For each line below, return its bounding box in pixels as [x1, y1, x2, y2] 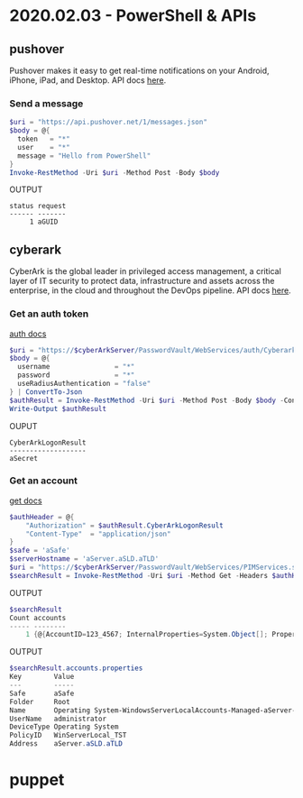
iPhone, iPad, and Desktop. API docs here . [9, 75, 167, 86]
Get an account [9, 474, 78, 487]
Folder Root [9, 697, 70, 706]
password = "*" [17, 371, 135, 380]
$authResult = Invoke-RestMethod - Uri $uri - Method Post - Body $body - [9, 396, 284, 405]
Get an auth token [9, 307, 89, 320]
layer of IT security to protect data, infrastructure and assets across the [9, 276, 275, 287]
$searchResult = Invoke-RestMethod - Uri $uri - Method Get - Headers [9, 571, 269, 580]
